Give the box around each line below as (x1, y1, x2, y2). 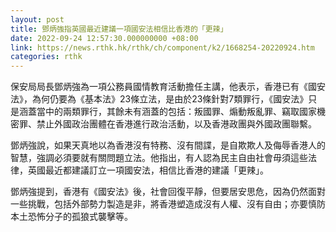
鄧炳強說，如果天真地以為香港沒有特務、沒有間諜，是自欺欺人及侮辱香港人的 (10, 139, 326, 151)
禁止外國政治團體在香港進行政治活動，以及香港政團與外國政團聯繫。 (36, 118, 317, 130)
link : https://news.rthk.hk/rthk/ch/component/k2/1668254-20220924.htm (10, 42, 315, 53)
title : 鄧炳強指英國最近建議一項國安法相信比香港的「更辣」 (10, 24, 228, 34)
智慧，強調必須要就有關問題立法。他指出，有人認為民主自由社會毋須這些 (10, 152, 308, 164)
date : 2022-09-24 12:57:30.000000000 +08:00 (10, 33, 199, 43)
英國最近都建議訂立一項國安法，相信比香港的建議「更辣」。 (27, 164, 269, 176)
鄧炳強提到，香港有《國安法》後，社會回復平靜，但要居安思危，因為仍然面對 (10, 186, 326, 198)
